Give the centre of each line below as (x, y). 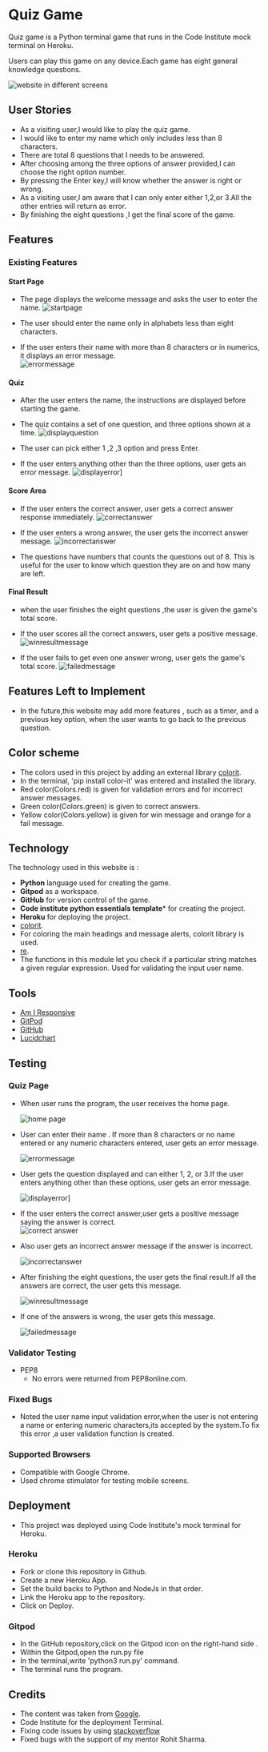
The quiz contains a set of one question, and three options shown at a (135, 424)
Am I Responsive (48, 1012)
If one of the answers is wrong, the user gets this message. (118, 1316)
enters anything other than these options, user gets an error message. (136, 1182)
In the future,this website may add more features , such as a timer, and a (139, 711)
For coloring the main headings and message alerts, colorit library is (132, 934)
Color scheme (44, 753)
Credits (27, 1694)
